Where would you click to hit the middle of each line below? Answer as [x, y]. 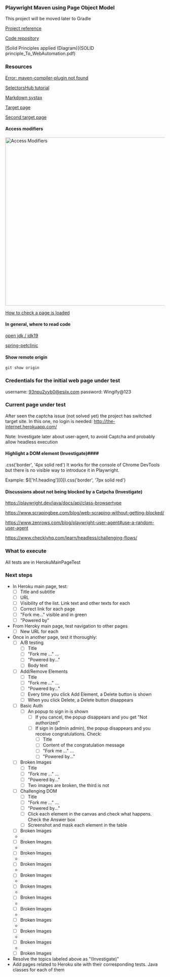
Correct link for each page [48, 609]
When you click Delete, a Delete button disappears [80, 700]
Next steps [19, 575]
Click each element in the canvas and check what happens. [90, 813]
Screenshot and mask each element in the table [77, 825]
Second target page [26, 117]
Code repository [22, 38]
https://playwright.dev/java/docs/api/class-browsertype [63, 503]
